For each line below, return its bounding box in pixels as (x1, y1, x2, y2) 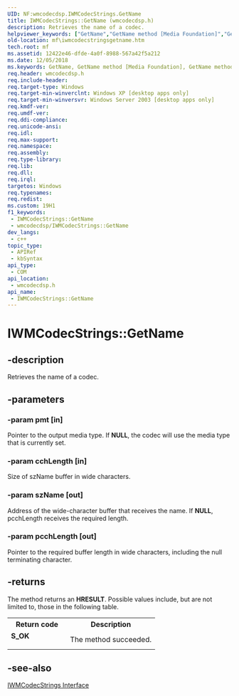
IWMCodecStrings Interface (7, 681, 90, 690)
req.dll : (7, 169, 33, 176)
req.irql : (7, 176, 37, 183)
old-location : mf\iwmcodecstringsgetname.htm (7, 37, 144, 44)
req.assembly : (7, 149, 50, 157)
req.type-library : (7, 156, 62, 164)
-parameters (7, 393, 65, 406)
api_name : (7, 288, 37, 295)
